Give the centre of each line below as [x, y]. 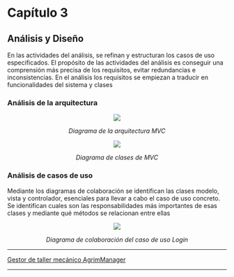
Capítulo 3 [38, 13]
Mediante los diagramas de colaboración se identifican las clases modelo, [113, 191]
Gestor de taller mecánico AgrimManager [67, 260]
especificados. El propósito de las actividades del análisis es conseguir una [116, 63]
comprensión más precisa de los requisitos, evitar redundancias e [102, 70]
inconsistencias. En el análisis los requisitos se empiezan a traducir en [108, 77]
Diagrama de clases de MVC [117, 157]
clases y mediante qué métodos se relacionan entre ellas [89, 213]
